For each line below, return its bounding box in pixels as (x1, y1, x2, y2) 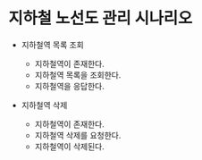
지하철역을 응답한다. (34, 80, 105, 91)
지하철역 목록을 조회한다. (34, 69, 122, 80)
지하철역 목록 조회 (21, 39, 84, 50)
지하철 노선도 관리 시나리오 (8, 8, 193, 29)
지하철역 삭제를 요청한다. (34, 130, 122, 140)
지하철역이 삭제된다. (34, 140, 105, 152)
